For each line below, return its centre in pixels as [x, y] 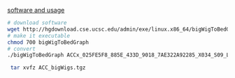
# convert [22, 49]
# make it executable [39, 36]
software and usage [36, 10]
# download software [37, 23]
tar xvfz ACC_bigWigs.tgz [48, 68]
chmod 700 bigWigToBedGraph [48, 42]
